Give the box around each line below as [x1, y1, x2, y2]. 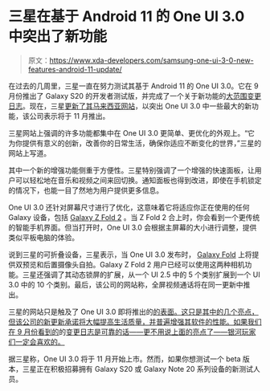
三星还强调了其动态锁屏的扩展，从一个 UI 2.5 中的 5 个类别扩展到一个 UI [22, 270, 260, 279]
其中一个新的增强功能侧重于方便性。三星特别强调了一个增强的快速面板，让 [8, 165, 255, 175]
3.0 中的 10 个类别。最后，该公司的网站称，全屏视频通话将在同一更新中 [8, 279, 243, 289]
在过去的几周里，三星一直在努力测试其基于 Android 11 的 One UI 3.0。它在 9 [8, 81, 259, 91]
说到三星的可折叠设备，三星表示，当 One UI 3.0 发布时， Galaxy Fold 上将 [8, 250, 252, 259]
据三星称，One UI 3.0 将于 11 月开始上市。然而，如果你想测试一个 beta [8, 354, 241, 364]
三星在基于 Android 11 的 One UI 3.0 [8, 7, 245, 26]
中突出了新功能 [8, 27, 108, 46]
